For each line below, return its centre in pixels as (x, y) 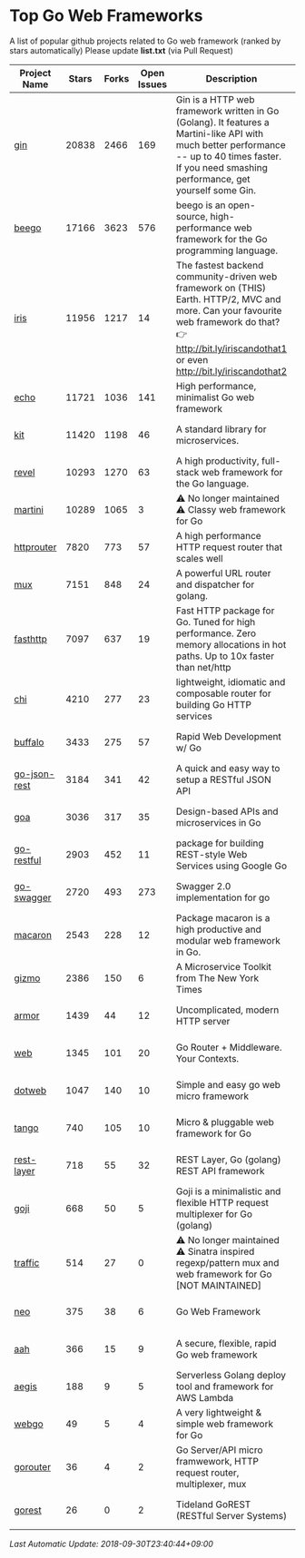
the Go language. (212, 484)
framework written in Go (227, 111)
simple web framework (225, 1424)
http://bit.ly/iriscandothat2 (231, 371)
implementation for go (223, 897)
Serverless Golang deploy (231, 1375)
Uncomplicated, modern (227, 1010)
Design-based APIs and (227, 811)
